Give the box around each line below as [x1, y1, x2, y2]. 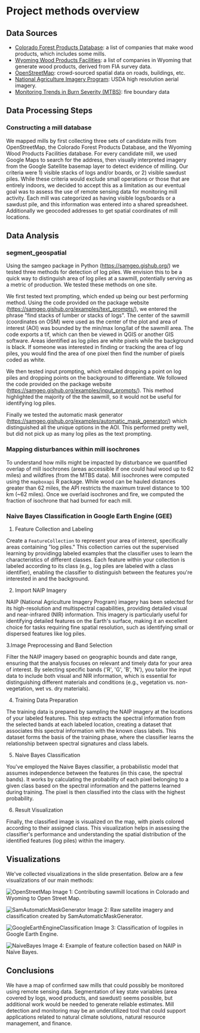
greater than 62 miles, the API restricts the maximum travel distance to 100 [6, 484, 190, 491]
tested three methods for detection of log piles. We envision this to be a [6, 268, 182, 276]
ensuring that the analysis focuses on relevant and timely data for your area [6, 659, 192, 667]
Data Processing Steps [6, 106, 93, 116]
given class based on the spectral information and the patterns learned [6, 782, 181, 789]
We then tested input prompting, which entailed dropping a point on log [6, 368, 182, 375]
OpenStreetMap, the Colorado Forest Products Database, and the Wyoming [6, 143, 192, 151]
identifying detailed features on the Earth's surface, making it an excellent [6, 617, 188, 624]
